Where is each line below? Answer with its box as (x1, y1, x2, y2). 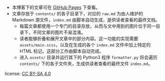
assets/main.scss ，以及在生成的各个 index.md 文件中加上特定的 (19, 42, 151, 47)
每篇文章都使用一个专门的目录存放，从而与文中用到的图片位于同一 (19, 23, 156, 29)
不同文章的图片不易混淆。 (33, 29, 86, 35)
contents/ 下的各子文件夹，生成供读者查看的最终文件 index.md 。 (19, 60, 153, 66)
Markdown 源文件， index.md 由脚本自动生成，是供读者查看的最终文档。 (12, 17, 160, 22)
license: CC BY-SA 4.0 (5, 70, 51, 76)
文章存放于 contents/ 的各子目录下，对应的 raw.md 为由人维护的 (12, 10, 143, 16)
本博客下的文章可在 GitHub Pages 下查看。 (12, 4, 101, 10)
